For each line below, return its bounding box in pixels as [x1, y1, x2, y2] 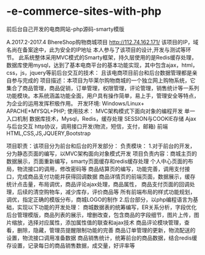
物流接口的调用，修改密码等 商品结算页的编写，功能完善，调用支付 [17, 165, 185, 172]
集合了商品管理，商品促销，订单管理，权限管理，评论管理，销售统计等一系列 [6, 84, 199, 91]
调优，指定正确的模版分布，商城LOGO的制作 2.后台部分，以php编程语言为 [6, 196, 193, 203]
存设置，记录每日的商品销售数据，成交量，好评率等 [6, 242, 135, 249]
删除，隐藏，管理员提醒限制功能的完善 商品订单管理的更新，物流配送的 [17, 226, 196, 234]
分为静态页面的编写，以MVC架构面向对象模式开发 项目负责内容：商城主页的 [6, 150, 197, 157]
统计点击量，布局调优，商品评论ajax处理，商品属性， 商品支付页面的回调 [6, 180, 190, 188]
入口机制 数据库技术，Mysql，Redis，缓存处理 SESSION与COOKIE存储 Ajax [6, 115, 197, 122]
